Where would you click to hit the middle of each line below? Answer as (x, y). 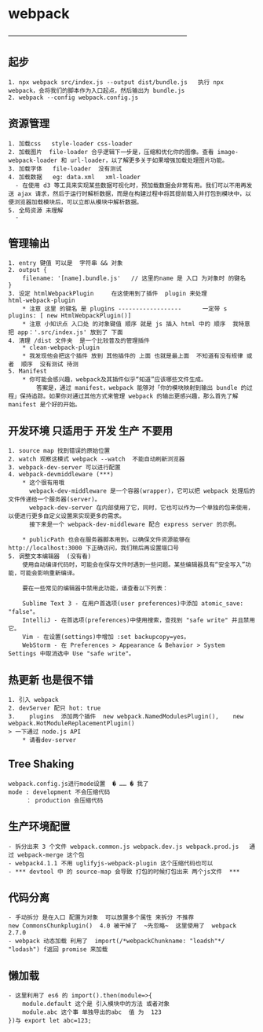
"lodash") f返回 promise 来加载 (58, 949)
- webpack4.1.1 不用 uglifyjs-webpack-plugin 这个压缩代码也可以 (111, 863)
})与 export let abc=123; (50, 1021)
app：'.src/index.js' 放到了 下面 (70, 332)
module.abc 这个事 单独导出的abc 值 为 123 (92, 1012)
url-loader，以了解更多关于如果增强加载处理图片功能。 (149, 160)
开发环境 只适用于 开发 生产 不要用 (90, 430)
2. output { (27, 270)
